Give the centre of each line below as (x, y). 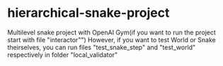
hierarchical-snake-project (88, 13)
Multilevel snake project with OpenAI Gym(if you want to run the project (111, 32)
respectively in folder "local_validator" (63, 55)
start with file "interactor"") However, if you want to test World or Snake (111, 39)
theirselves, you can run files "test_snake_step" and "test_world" (102, 47)
